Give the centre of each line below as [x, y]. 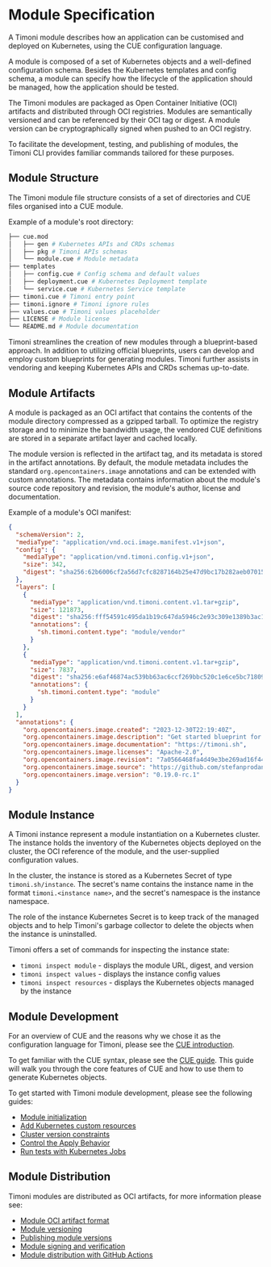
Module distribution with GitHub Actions [86, 1254]
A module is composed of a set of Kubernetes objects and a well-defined [130, 61]
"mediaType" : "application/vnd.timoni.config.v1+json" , [119, 557]
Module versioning [51, 1229]
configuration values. [44, 860]
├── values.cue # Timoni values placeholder [84, 312]
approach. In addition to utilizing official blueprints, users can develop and [131, 351]
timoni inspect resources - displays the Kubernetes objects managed [137, 983]
